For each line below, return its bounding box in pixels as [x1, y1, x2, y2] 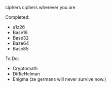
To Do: [5, 55, 19, 62]
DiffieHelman [12, 71, 41, 77]
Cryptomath [12, 66, 38, 71]
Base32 [12, 35, 29, 41]
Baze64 [12, 40, 29, 46]
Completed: [5, 14, 30, 20]
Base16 [12, 30, 28, 35]
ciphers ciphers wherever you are [5, 5, 76, 10]
